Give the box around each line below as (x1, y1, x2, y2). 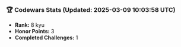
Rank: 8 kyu (14, 21, 45, 29)
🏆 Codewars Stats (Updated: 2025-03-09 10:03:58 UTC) (6, 5, 176, 14)
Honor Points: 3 (14, 28, 55, 35)
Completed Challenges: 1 (14, 34, 78, 41)
